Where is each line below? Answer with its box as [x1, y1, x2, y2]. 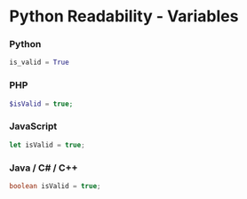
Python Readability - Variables [9, 6, 239, 27]
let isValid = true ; [9, 140, 86, 149]
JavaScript [9, 120, 58, 132]
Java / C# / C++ [9, 162, 78, 174]
